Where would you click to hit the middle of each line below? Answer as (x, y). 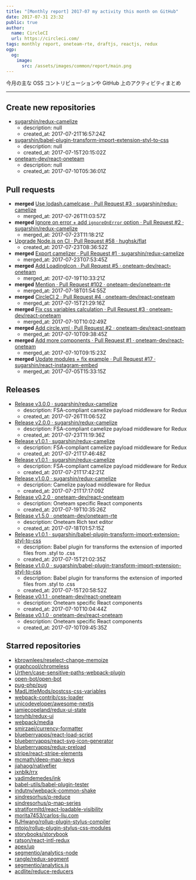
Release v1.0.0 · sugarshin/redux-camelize (65, 478)
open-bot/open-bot (38, 678)
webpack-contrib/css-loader (49, 697)
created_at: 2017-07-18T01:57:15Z (64, 528)
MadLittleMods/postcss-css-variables (60, 691)
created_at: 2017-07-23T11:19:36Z (64, 435)
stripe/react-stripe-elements (49, 753)
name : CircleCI (30, 33)
